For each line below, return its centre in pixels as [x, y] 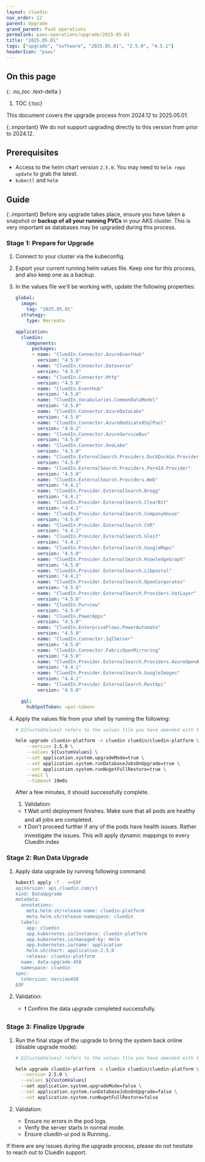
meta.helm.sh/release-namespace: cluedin [80, 917]
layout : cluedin [27, 12]
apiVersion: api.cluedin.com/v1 [56, 888]
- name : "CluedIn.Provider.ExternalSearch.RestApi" [99, 685]
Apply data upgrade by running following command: [81, 871]
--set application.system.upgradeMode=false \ [81, 1086]
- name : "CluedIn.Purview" [66, 605]
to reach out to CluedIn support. [47, 1152]
